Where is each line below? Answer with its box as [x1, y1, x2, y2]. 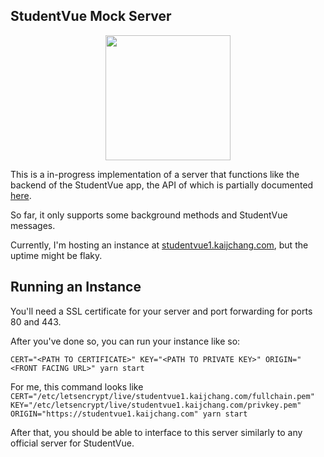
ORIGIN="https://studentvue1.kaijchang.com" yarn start [10, 409, 248, 419]
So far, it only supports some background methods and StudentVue [10, 209, 288, 221]
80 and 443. [10, 315, 62, 328]
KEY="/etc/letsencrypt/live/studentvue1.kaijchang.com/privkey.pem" [10, 400, 302, 410]
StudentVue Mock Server [10, 8, 172, 25]
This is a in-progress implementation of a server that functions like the [10, 168, 300, 180]
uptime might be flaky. [10, 249, 103, 261]
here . [10, 189, 32, 201]
